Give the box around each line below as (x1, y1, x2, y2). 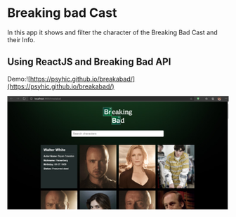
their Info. (7, 35, 35, 44)
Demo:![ (7, 74, 31, 83)
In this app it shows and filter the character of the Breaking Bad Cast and (7, 28, 218, 37)
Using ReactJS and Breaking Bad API (7, 56, 171, 68)
